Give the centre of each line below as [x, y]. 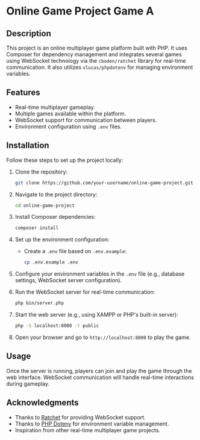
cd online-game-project [45, 205]
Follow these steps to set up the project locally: [65, 160]
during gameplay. [28, 383]
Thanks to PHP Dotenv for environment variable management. [92, 424]
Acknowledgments [43, 403]
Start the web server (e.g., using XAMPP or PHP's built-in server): [97, 315]
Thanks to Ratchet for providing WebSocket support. [80, 417]
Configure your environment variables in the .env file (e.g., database [100, 274]
